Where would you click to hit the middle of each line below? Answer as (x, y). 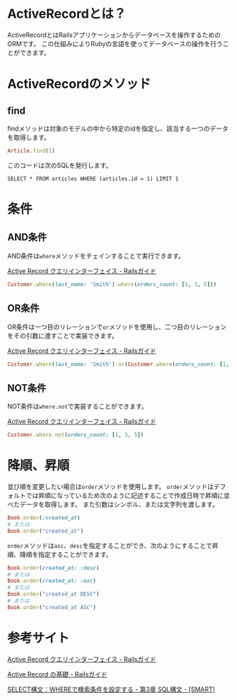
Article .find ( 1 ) (31, 151)
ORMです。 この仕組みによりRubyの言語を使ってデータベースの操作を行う (115, 43)
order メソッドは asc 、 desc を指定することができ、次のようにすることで (110, 545)
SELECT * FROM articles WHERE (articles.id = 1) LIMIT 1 (93, 179)
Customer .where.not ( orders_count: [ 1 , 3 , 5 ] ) (75, 435)
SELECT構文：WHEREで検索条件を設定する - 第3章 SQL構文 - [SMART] (111, 689)
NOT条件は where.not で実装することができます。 (77, 406)
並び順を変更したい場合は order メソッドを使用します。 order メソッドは (111, 487)
